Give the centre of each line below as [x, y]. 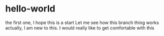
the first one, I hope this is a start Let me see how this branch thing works [82, 22]
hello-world [30, 9]
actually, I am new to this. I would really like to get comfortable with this [80, 27]
